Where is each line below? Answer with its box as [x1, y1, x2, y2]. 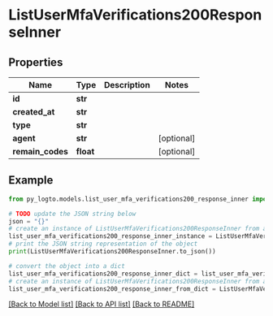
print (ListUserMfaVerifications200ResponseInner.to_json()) [8, 248, 217, 256]
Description [104, 80, 150, 90]
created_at [12, 106, 55, 117]
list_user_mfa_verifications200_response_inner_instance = [8, 232, 213, 240]
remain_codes [12, 146, 69, 157]
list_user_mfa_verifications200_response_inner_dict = [8, 270, 198, 278]
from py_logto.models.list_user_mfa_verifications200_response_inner [8, 195, 249, 203]
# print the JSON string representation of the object [8, 240, 198, 249]
